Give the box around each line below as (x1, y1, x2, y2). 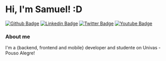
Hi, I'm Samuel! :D (5, 4, 83, 15)
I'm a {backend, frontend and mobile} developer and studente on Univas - (5, 45, 161, 51)
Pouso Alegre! (5, 50, 35, 56)
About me (5, 33, 31, 40)
